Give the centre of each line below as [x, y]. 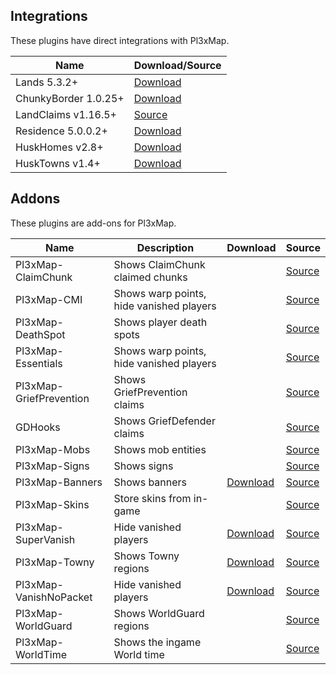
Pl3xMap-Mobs [53, 449]
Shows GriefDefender [164, 421]
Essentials [39, 363]
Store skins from [152, 498]
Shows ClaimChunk [159, 264]
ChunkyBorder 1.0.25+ [70, 98]
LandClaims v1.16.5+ [66, 114]
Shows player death [160, 322]
